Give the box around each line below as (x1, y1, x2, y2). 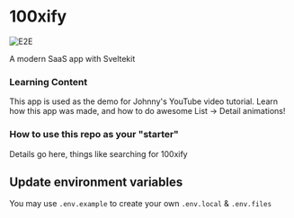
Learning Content (9, 75, 88, 88)
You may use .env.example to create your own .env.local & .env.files (9, 198, 272, 209)
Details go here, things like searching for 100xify (9, 148, 188, 159)
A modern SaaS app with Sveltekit (9, 53, 136, 64)
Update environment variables (9, 174, 183, 189)
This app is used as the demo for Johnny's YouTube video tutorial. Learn (9, 96, 279, 107)
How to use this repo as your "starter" (9, 128, 180, 141)
